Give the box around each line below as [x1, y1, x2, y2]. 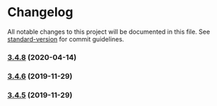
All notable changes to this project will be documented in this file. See [7, 27, 211, 36]
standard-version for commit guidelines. [7, 34, 124, 43]
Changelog [7, 4, 74, 20]
